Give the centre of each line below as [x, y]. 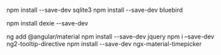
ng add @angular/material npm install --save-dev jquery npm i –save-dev [110, 36]
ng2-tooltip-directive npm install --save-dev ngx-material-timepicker [104, 44]
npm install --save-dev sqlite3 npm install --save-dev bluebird [95, 10]
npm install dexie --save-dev [48, 23]
